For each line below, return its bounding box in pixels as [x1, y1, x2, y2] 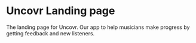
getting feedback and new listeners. [6, 29, 95, 37]
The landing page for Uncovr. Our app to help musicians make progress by [6, 24, 190, 31]
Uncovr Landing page [6, 4, 115, 18]
